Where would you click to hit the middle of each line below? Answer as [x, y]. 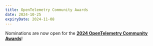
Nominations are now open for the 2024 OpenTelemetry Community [76, 33]
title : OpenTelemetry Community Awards [47, 10]
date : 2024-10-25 [23, 14]
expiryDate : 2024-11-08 [30, 19]
